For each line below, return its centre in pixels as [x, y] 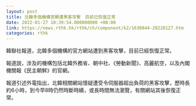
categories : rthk [27, 33]
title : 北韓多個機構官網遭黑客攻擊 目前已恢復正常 [61, 17]
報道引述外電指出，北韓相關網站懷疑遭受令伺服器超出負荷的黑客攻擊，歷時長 [98, 83]
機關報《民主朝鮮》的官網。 [39, 70]
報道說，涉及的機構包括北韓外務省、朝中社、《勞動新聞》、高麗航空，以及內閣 [98, 63]
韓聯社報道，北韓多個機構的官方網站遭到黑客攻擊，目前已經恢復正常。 [90, 51]
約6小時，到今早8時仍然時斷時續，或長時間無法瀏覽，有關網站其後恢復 [91, 90]
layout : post [22, 11]
